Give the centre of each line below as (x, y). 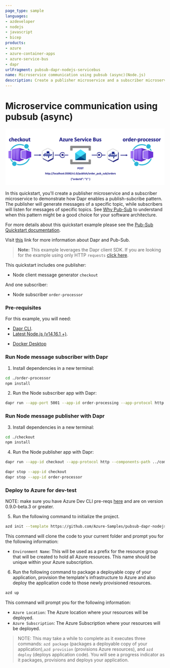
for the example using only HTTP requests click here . (73, 255)
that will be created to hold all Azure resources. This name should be (84, 557)
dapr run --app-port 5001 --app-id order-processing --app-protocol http (85, 403)
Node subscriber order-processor (48, 295)
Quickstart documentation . (33, 230)
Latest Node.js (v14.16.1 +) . (40, 334)
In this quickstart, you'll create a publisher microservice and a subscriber (81, 194)
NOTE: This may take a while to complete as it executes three (81, 639)
